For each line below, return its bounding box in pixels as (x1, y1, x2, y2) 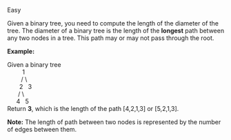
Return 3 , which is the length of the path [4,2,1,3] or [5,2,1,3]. (7, 105, 179, 112)
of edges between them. (7, 126, 77, 133)
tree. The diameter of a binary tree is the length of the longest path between (7, 27, 225, 34)
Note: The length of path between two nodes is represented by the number (7, 118, 221, 126)
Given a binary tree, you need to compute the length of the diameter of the (7, 19, 219, 27)
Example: (7, 48, 35, 55)
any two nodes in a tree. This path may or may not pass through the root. (7, 34, 214, 42)
